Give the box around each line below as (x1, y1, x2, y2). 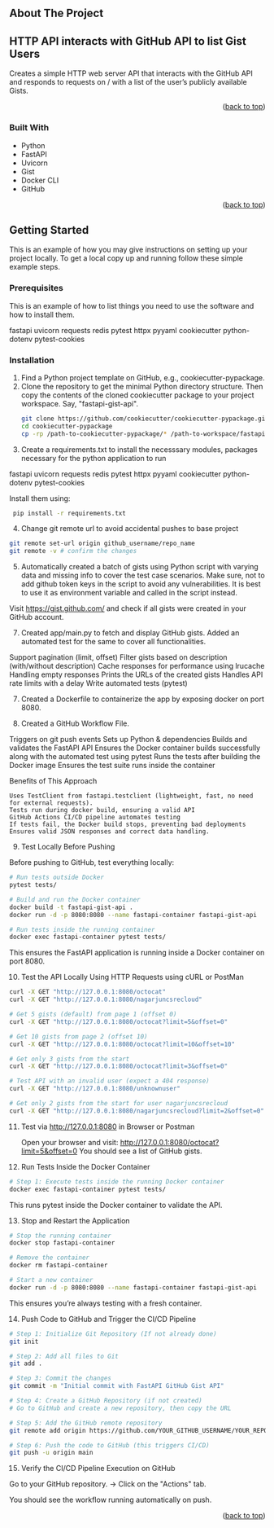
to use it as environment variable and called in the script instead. (20, 588, 238, 598)
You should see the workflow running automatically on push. (9, 1495, 212, 1505)
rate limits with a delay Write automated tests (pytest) (9, 678, 188, 688)
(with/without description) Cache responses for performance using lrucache (9, 661, 265, 671)
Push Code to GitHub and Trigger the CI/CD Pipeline (20, 1314, 197, 1324)
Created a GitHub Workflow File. (20, 718, 129, 728)
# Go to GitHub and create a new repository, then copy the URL (9, 1404, 232, 1412)
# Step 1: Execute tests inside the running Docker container (9, 1177, 224, 1186)
